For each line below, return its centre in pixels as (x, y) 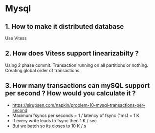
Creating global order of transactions (42, 70)
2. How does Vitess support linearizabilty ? (72, 53)
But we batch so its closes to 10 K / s (49, 126)
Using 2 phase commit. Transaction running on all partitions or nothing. (77, 65)
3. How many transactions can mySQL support (77, 86)
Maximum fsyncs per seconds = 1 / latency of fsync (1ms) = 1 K (76, 115)
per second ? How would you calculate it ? (70, 93)
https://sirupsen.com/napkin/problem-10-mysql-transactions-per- (78, 105)
